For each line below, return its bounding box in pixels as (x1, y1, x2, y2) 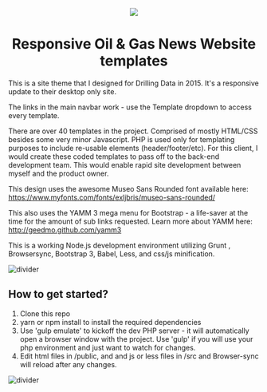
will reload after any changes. (19, 359, 117, 369)
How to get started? (8, 287, 109, 301)
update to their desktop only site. (8, 86, 117, 96)
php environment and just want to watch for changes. (19, 343, 196, 352)
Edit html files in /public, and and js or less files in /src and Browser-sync (19, 351, 259, 361)
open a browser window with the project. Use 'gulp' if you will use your (19, 334, 253, 343)
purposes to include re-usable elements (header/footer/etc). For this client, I (8, 143, 258, 152)
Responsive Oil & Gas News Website (11, 35, 257, 53)
